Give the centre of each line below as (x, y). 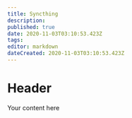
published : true (31, 27)
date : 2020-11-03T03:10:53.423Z (55, 34)
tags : (15, 40)
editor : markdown (33, 47)
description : (26, 20)
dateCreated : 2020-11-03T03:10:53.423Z (66, 54)
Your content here (34, 107)
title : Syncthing (33, 14)
